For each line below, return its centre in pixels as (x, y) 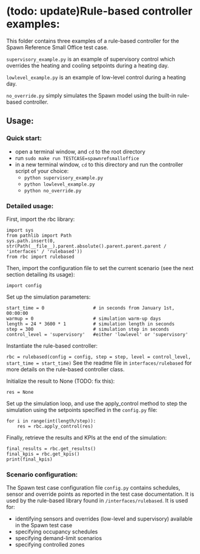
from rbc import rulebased (40, 257)
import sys (20, 230)
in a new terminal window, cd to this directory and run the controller (99, 164)
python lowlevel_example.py (59, 184)
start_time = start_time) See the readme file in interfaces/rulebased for (99, 363)
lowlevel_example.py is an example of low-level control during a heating (96, 77)
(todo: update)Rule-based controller (99, 11)
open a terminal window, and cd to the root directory (80, 151)
